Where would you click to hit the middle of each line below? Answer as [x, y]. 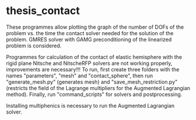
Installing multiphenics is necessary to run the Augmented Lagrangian [90, 105]
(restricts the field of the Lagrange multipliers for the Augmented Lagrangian [98, 88]
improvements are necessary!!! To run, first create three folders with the [93, 69]
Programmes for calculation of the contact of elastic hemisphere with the [94, 57]
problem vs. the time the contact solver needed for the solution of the [90, 33]
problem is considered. [34, 46]
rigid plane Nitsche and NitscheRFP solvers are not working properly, [89, 63]
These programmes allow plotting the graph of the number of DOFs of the [95, 27]
